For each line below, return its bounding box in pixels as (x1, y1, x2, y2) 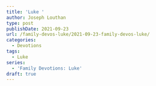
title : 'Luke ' (6, 8, 45, 15)
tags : (6, 48, 20, 55)
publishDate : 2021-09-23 (6, 25, 69, 32)
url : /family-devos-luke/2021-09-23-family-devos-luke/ (6, 31, 150, 38)
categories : (6, 37, 36, 43)
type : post (6, 20, 34, 26)
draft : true (6, 71, 36, 77)
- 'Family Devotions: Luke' (11, 65, 83, 71)
